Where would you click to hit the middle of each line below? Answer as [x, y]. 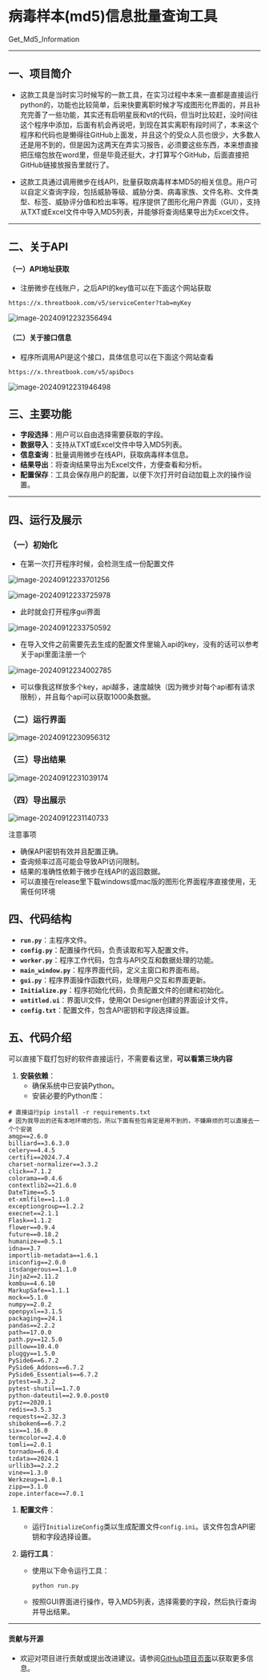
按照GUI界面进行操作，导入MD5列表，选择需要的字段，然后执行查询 [144, 1602]
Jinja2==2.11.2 [34, 1276]
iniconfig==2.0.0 [37, 1262]
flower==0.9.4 [32, 1227]
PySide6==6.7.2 [34, 1360]
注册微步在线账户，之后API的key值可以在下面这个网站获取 [116, 288]
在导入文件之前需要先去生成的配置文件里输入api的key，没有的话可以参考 [139, 645]
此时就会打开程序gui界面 [60, 612]
